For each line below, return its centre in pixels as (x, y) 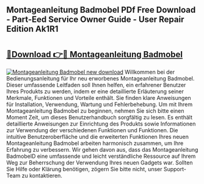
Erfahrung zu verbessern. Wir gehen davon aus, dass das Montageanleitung (102, 150)
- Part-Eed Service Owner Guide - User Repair (95, 20)
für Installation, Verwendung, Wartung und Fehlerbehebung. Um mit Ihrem (100, 104)
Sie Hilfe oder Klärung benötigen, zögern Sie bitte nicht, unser (85, 169)
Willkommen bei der (150, 72)
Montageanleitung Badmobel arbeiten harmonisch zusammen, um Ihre (95, 143)
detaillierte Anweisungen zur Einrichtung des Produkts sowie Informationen (101, 124)
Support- (175, 169)
